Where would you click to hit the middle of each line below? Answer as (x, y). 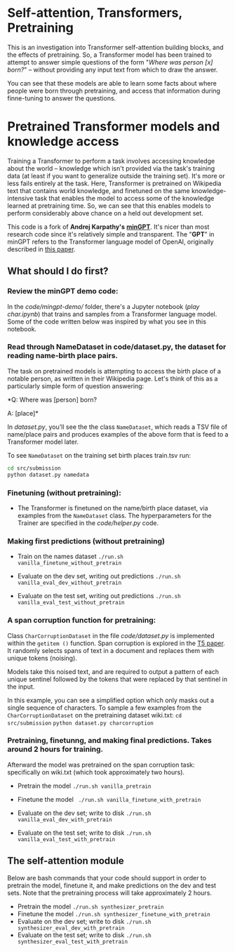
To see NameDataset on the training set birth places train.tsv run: (99, 455)
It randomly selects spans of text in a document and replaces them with (110, 650)
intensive (20, 198)
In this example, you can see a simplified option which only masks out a (111, 700)
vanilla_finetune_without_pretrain (69, 563)
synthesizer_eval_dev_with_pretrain (71, 928)
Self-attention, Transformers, (95, 13)
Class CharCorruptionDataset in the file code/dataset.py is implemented (111, 635)
